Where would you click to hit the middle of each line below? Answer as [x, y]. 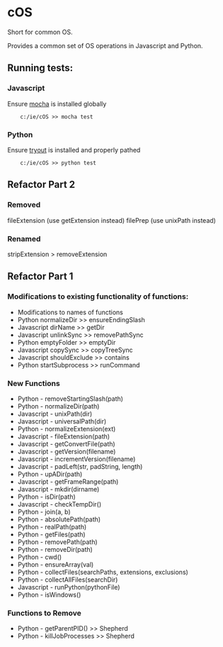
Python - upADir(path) [50, 474]
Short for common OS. [40, 32]
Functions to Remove [44, 613]
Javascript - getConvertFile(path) [66, 443]
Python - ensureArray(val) [56, 564]
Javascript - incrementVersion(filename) [76, 459]
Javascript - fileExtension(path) [64, 436]
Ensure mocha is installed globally [57, 104]
